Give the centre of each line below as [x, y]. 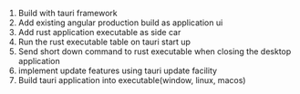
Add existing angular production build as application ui [120, 23]
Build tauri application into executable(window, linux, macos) [132, 80]
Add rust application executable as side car [99, 32]
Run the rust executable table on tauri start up [104, 42]
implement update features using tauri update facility [117, 70]
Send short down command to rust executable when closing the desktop [155, 52]
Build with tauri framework [67, 13]
